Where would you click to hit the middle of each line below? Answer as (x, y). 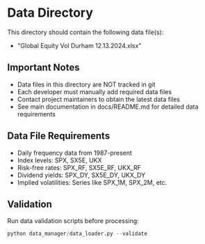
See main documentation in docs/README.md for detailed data (108, 107)
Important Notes (43, 68)
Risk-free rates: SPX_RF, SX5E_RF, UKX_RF (79, 167)
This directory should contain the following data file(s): (85, 32)
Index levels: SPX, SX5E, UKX (59, 160)
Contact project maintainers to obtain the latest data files (99, 99)
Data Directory (50, 13)
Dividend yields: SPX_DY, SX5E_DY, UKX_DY (81, 175)
